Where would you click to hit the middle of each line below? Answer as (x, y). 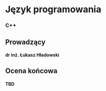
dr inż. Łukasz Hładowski (32, 55)
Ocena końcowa (31, 71)
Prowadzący (25, 42)
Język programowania (53, 9)
